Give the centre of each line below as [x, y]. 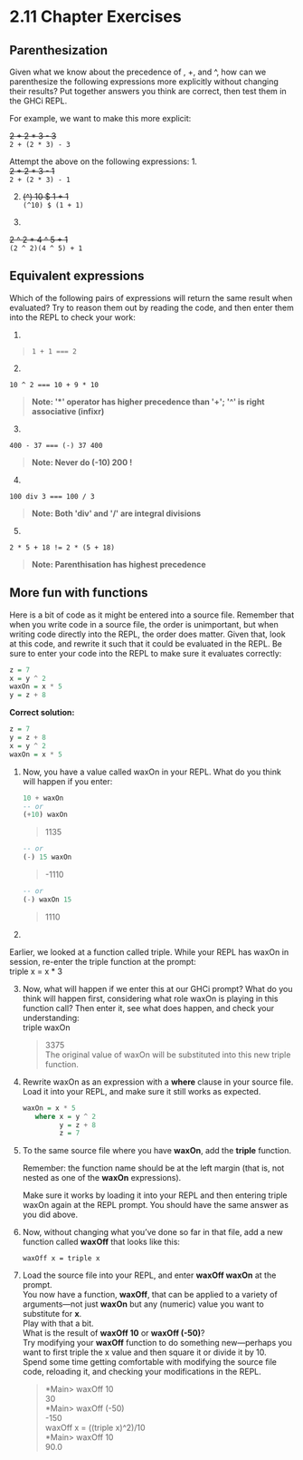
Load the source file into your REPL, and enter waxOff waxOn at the [149, 1275]
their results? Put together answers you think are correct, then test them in [148, 91]
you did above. [50, 1215]
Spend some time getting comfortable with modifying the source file [150, 1362]
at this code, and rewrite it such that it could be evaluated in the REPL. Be [146, 643]
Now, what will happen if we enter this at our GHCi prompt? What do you [157, 988]
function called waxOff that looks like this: [101, 1242]
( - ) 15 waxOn [47, 857]
